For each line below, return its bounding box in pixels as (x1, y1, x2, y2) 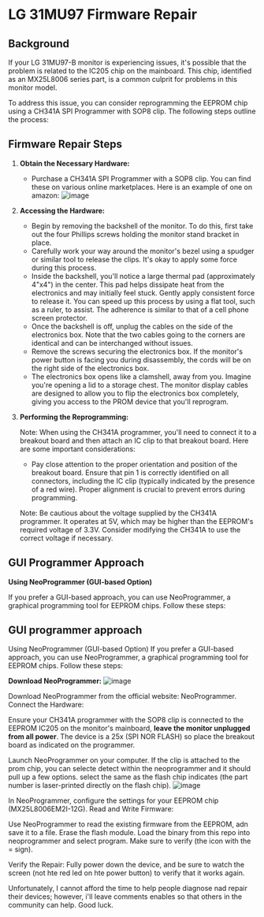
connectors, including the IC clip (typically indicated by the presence (31, 476, 255, 485)
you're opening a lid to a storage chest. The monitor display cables (31, 380, 248, 389)
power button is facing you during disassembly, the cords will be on (31, 355, 251, 364)
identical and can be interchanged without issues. (31, 338, 193, 347)
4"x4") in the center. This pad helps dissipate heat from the (31, 280, 225, 289)
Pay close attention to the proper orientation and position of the (31, 459, 238, 469)
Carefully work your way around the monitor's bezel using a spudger (31, 246, 255, 255)
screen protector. (31, 313, 88, 322)
